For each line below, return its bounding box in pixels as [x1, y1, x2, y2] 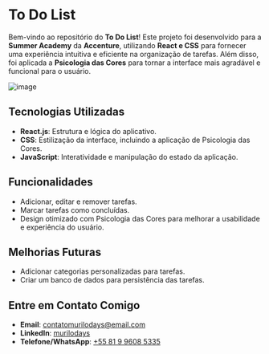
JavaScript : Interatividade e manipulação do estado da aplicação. [19, 152, 238, 161]
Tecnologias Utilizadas [8, 105, 125, 119]
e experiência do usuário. [19, 222, 104, 232]
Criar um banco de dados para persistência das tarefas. [19, 275, 205, 285]
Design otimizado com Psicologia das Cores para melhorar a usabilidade [19, 214, 261, 223]
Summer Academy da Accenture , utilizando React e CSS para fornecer [8, 40, 247, 50]
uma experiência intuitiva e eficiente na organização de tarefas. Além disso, [8, 49, 259, 59]
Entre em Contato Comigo [8, 299, 141, 312]
